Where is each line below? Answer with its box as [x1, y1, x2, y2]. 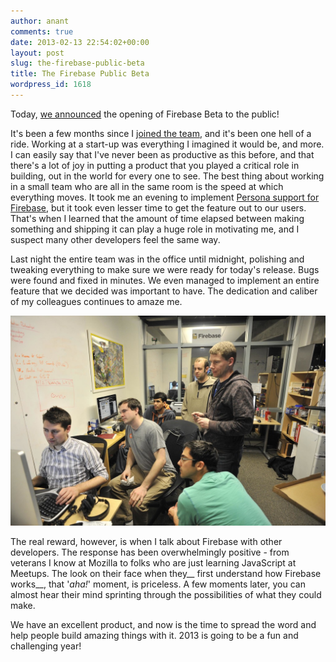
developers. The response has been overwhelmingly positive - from [10, 546, 290, 558]
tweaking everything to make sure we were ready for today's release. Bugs [10, 263, 320, 275]
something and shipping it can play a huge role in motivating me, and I [10, 223, 300, 235]
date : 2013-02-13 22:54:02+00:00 [10, 37, 150, 47]
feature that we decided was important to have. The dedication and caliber [10, 285, 318, 297]
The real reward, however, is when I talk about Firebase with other [10, 535, 283, 547]
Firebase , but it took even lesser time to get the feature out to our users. [10, 201, 307, 214]
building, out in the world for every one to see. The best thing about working [10, 170, 325, 182]
